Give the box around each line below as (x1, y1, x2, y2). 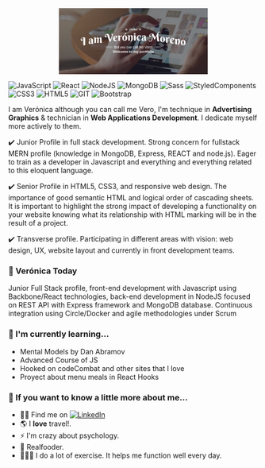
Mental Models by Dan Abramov (19, 346, 125, 356)
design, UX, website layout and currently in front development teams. (8, 246, 236, 255)
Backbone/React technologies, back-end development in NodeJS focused (8, 292, 252, 301)
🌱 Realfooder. (19, 442, 65, 451)
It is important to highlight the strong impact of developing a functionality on (8, 202, 257, 211)
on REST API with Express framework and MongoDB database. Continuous (8, 300, 253, 310)
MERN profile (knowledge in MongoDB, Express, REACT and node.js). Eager (8, 149, 256, 158)
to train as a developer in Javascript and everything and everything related (8, 157, 252, 166)
